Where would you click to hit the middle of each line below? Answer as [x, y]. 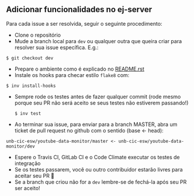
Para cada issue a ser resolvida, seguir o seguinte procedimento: [84, 23]
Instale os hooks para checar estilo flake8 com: [72, 75]
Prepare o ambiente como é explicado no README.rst [79, 69]
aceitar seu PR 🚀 [34, 176]
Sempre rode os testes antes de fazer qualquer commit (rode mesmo [98, 96]
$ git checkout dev [30, 58]
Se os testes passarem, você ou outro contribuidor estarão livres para [98, 169]
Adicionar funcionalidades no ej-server [79, 10]
